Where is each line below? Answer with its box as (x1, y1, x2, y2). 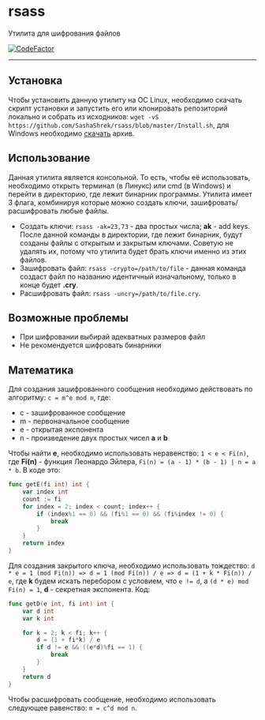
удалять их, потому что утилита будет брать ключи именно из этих (19, 246, 247, 256)
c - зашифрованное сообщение (19, 408, 126, 418)
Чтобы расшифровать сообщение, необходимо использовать (8, 694, 217, 704)
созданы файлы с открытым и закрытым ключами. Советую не (19, 238, 234, 247)
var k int (22, 614, 55, 622)
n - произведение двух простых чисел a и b (19, 433, 168, 443)
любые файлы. (60, 206, 110, 216)
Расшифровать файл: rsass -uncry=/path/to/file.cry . (19, 288, 201, 298)
